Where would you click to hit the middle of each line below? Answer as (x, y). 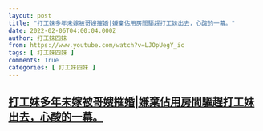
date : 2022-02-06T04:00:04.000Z (62, 30)
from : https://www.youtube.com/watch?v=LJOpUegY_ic (96, 46)
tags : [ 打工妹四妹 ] (41, 53)
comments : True (34, 61)
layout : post (30, 16)
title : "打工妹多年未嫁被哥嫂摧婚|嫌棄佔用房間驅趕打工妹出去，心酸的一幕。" (122, 23)
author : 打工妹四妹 (38, 38)
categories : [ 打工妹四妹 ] (52, 68)
